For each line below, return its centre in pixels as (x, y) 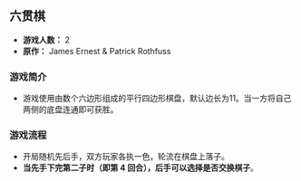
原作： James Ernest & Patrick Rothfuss (97, 51)
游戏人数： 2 (46, 40)
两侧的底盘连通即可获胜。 (70, 110)
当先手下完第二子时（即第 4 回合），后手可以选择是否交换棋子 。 (140, 168)
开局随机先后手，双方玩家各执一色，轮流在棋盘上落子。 (126, 157)
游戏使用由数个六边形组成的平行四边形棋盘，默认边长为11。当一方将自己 (157, 99)
